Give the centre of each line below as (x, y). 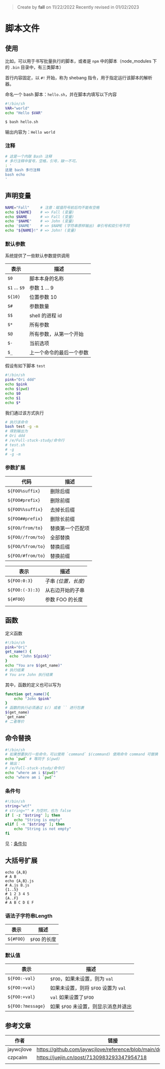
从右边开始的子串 (65, 590)
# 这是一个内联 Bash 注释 (29, 156)
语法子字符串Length (29, 916)
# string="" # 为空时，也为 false (38, 811)
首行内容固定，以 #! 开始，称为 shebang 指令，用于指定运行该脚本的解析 (79, 78)
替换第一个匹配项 (70, 528)
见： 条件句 (16, 844)
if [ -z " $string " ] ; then (33, 815)
